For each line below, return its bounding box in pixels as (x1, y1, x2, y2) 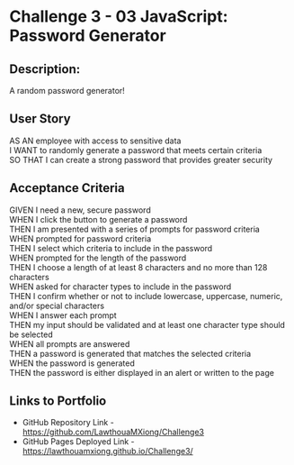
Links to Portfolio (9, 394, 107, 409)
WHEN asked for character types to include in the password (9, 281, 232, 292)
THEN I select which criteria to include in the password (9, 242, 213, 253)
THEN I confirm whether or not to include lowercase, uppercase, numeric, (9, 290, 283, 301)
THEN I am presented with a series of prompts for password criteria (9, 223, 261, 234)
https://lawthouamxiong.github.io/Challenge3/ (22, 446, 193, 457)
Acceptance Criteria (9, 180, 125, 196)
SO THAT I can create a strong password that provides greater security (9, 154, 272, 165)
